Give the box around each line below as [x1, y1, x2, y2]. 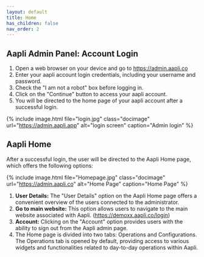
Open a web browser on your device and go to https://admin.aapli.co [15, 65, 188, 72]
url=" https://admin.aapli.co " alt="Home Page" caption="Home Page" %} [6, 180, 189, 188]
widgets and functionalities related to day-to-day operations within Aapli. [15, 244, 198, 251]
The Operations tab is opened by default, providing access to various [15, 237, 189, 244]
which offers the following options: [6, 162, 93, 169]
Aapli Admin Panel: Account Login [6, 48, 138, 58]
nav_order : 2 [6, 26, 40, 32]
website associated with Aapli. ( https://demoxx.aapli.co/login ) [15, 211, 171, 219]
